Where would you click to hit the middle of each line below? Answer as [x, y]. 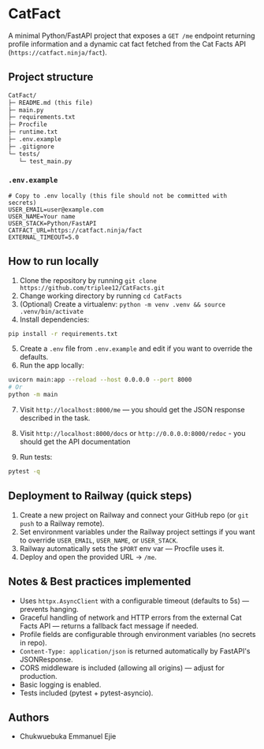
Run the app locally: [52, 365]
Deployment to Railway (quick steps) [100, 496]
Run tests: [36, 457]
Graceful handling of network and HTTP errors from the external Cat [130, 617]
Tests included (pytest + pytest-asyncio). [86, 693]
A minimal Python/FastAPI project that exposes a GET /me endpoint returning [132, 35]
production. [38, 676]
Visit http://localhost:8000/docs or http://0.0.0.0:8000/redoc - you [132, 434]
